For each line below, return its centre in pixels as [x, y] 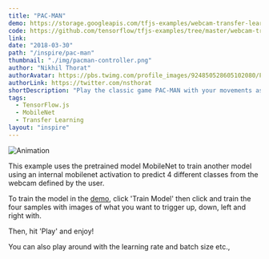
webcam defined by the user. [56, 183]
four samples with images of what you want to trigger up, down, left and [127, 207]
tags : [17, 98]
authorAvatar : [32, 75]
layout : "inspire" [39, 127]
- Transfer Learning [50, 120]
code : [17, 30]
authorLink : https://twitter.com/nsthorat [80, 83]
